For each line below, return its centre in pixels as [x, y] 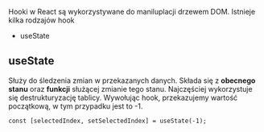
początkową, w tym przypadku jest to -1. [76, 106]
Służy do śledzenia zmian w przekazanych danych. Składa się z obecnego [132, 80]
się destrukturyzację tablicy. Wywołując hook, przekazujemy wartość [123, 97]
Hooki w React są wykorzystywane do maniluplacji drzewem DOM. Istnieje [132, 12]
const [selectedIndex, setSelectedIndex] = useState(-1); [107, 121]
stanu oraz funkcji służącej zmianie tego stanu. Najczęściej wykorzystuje [130, 89]
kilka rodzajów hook [41, 20]
